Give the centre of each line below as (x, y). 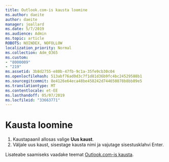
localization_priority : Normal (38, 48)
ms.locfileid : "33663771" (33, 100)
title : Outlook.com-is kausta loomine (46, 10)
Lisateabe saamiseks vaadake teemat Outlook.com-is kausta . (69, 155)
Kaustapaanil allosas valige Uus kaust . (53, 139)
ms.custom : (17, 57)
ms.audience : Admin (26, 34)
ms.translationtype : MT (31, 86)
